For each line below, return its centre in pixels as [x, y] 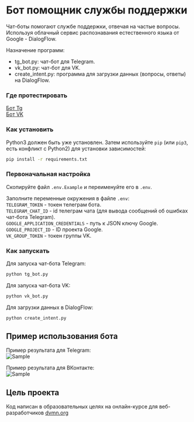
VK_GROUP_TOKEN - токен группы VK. [49, 235]
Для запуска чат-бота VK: [38, 285]
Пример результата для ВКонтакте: [50, 368]
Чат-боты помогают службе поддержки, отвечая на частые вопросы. [93, 26]
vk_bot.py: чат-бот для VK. [47, 67]
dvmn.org [57, 413]
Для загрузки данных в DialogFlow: [50, 307]
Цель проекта [33, 392]
